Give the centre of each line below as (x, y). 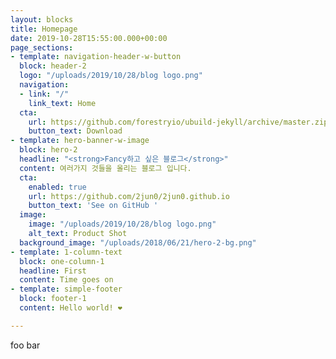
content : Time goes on (66, 280)
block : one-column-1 (62, 261)
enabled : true (57, 187)
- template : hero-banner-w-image (80, 141)
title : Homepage (44, 29)
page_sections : (42, 47)
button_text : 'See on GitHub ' (93, 206)
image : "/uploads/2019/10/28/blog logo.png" (122, 224)
